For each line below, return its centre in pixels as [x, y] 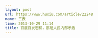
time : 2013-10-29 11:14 [29, 23]
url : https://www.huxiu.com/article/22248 [49, 14]
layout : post [18, 10]
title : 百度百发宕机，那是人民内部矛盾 [40, 28]
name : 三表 [15, 19]
